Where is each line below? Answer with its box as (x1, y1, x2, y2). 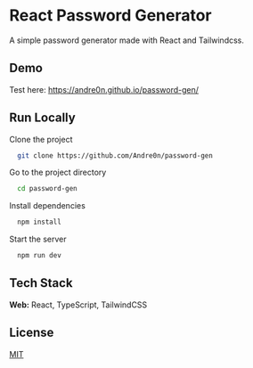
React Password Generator (9, 5, 212, 26)
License (9, 325, 54, 340)
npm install (17, 217, 62, 227)
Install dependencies (9, 200, 86, 211)
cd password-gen (17, 184, 78, 193)
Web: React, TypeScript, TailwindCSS (9, 299, 148, 310)
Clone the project (9, 134, 73, 144)
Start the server (9, 233, 67, 245)
